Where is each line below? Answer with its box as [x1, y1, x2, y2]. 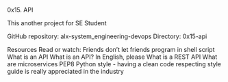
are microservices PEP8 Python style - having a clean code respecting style [7, 60, 221, 68]
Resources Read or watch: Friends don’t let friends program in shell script [7, 46, 215, 53]
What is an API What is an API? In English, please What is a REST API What [7, 53, 218, 61]
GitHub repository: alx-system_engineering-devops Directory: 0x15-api [7, 32, 207, 40]
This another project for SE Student [7, 19, 107, 27]
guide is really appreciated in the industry [7, 68, 125, 75]
